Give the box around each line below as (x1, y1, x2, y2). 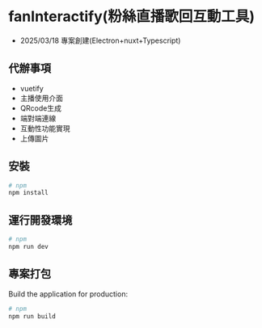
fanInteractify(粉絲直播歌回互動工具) (8, 7, 255, 26)
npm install (8, 189, 49, 197)
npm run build (8, 312, 57, 320)
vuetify (19, 83, 44, 93)
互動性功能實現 (19, 123, 70, 133)
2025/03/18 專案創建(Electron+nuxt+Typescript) (19, 36, 181, 45)
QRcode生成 (19, 103, 62, 113)
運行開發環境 (8, 213, 73, 227)
